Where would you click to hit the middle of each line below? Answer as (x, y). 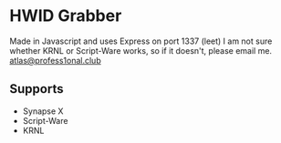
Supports (36, 89)
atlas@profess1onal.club (56, 60)
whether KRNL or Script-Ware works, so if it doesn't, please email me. (140, 50)
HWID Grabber (66, 16)
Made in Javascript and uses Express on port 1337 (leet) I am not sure (141, 41)
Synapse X (43, 111)
